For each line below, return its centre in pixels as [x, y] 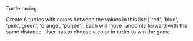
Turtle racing [21, 8]
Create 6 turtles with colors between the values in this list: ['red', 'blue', [92, 19]
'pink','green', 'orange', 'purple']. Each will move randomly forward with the [97, 26]
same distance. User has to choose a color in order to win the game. [89, 32]
